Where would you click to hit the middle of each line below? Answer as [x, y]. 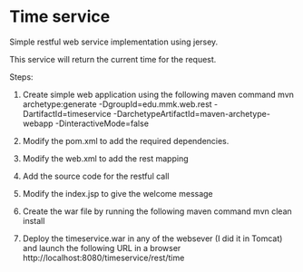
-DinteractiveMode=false [102, 123]
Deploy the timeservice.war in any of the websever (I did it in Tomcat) [152, 238]
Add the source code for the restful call [96, 176]
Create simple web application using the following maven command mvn [158, 94]
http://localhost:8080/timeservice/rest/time [103, 257]
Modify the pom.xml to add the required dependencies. [126, 141]
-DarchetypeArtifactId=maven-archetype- [191, 113]
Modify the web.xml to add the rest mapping [105, 158]
